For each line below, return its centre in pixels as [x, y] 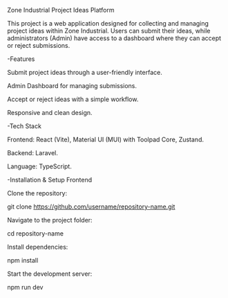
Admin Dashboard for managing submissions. [72, 86]
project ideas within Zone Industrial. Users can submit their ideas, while [109, 31]
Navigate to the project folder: [50, 220]
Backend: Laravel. [33, 153]
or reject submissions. [39, 45]
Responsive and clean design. [50, 113]
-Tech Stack [24, 126]
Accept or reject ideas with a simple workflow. [73, 99]
